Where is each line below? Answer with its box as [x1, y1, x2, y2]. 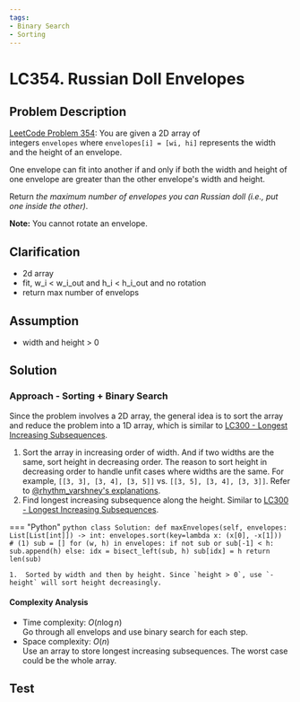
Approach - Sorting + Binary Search [9, 390, 168, 402]
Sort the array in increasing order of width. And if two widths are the [21, 446, 275, 458]
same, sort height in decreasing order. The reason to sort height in [21, 456, 268, 467]
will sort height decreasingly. [41, 578, 163, 587]
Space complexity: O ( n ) [21, 636, 110, 646]
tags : [9, 13, 30, 22]
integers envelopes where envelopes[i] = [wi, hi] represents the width [9, 137, 276, 148]
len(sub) [9, 554, 42, 564]
